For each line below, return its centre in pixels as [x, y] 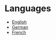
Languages [28, 9]
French [19, 32]
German [20, 27]
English [19, 22]
